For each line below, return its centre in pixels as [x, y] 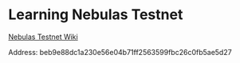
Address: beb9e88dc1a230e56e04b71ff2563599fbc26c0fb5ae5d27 [120, 52]
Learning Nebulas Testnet [96, 15]
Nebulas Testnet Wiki [43, 37]
